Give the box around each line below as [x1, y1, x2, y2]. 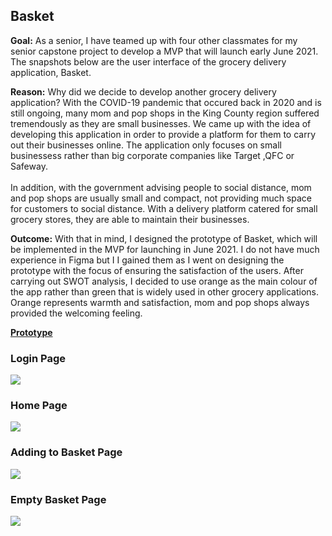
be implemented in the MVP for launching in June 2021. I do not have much [10, 243, 320, 255]
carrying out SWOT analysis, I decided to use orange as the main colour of [10, 275, 318, 287]
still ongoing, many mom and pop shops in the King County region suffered [10, 107, 320, 119]
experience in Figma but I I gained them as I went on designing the [10, 254, 285, 266]
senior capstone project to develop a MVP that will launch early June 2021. [10, 45, 319, 57]
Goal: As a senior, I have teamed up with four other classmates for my [10, 34, 298, 46]
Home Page [10, 399, 68, 413]
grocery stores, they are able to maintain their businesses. [10, 213, 250, 225]
